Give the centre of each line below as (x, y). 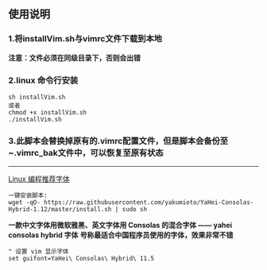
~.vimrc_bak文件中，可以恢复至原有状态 (86, 152)
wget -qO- (25, 202)
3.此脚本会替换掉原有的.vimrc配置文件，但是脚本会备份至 (118, 141)
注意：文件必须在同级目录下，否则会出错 (74, 57)
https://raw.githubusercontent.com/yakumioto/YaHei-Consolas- (149, 202)
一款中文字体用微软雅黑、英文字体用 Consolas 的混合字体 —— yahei (120, 226)
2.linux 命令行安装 (43, 80)
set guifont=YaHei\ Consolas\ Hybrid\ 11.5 (81, 259)
